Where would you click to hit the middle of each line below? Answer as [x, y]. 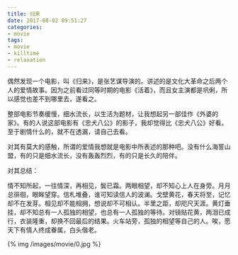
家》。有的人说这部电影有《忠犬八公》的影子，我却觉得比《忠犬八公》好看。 [118, 123]
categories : [25, 27]
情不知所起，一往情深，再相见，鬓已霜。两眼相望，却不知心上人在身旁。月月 [119, 186]
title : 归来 [24, 14]
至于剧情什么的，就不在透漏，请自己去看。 [69, 131]
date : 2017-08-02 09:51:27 [47, 21]
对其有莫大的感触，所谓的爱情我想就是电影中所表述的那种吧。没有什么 [110, 147]
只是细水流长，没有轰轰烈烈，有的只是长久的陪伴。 [106, 155]
